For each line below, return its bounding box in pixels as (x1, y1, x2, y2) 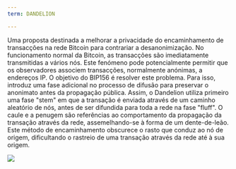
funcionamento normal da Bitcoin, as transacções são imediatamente (7, 51, 209, 59)
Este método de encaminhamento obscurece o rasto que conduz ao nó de (7, 125, 224, 134)
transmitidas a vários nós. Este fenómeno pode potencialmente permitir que (7, 58, 228, 67)
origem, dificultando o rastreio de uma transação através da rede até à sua (7, 133, 225, 142)
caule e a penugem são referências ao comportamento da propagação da (7, 111, 223, 119)
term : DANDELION (7, 10, 55, 18)
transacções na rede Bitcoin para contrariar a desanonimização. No (7, 43, 204, 51)
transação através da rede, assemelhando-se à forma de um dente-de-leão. (7, 118, 230, 127)
